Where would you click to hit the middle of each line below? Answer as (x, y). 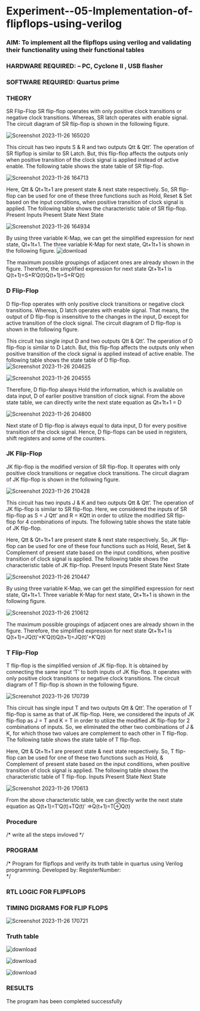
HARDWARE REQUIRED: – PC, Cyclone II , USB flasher (84, 66)
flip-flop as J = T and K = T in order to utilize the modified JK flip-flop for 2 (98, 721)
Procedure (22, 822)
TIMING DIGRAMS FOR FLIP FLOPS (57, 907)
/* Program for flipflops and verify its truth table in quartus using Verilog (95, 863)
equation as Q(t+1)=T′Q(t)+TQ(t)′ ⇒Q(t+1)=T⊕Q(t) (68, 806)
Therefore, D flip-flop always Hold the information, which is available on (95, 389)
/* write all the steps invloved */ (45, 835)
